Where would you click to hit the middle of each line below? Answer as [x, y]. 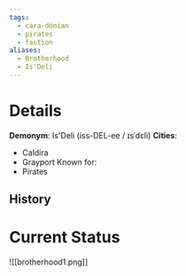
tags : [19, 17]
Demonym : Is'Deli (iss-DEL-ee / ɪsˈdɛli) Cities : [93, 135]
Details [35, 111]
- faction [35, 42]
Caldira [35, 153]
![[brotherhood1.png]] [49, 262]
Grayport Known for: [59, 162]
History [30, 199]
